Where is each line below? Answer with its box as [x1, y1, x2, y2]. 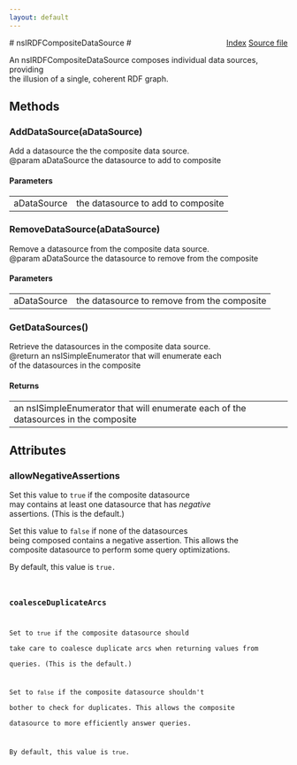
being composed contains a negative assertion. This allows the [9, 535, 239, 546]
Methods [9, 99, 60, 114]
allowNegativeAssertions [9, 469, 121, 481]
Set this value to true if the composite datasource [9, 489, 190, 501]
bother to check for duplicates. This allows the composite [9, 704, 236, 713]
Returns [9, 380, 40, 391]
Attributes [9, 442, 66, 457]
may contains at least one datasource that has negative [9, 499, 211, 510]
